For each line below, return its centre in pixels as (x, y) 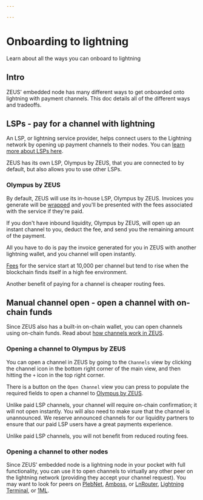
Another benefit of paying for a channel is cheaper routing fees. (86, 284)
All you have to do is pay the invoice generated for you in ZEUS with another (101, 247)
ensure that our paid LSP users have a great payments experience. (90, 424)
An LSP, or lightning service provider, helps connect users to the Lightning (99, 138)
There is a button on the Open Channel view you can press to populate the (98, 387)
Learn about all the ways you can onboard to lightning (74, 58)
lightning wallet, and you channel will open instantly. (71, 254)
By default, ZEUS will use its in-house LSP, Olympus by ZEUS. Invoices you (100, 198)
